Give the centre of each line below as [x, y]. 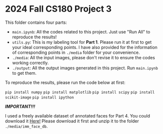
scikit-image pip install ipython [39, 97]
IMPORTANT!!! [20, 106]
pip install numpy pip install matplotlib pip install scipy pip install [80, 92]
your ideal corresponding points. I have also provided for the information [85, 47]
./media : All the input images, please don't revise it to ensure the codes [83, 57]
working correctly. [30, 63]
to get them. [24, 73]
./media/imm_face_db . [27, 126]
